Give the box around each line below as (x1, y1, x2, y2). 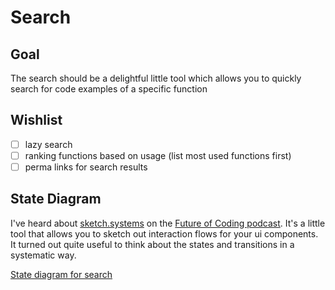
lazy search (24, 138, 73, 150)
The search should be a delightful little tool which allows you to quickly (10, 72, 302, 84)
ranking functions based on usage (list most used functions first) (24, 149, 292, 161)
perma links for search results (24, 161, 148, 173)
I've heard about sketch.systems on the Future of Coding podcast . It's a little (10, 217, 326, 229)
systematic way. (10, 249, 77, 261)
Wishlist (10, 112, 63, 129)
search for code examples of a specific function (10, 83, 208, 95)
